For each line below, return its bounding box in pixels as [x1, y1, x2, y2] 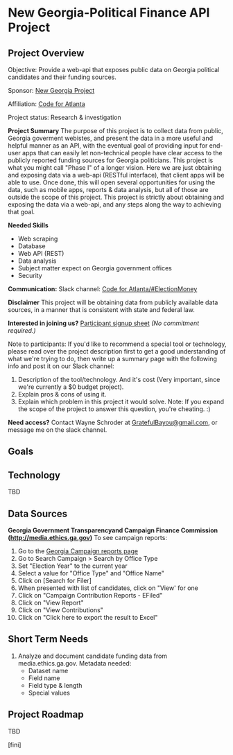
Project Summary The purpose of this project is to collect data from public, [8, 127, 224, 134]
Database [17, 242, 46, 250]
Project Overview [8, 47, 85, 59]
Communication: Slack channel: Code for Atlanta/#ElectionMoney [8, 285, 198, 293]
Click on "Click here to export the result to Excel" [17, 614, 158, 622]
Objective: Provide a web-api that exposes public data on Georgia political [8, 66, 220, 73]
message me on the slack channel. [8, 426, 107, 434]
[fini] [8, 740, 21, 749]
